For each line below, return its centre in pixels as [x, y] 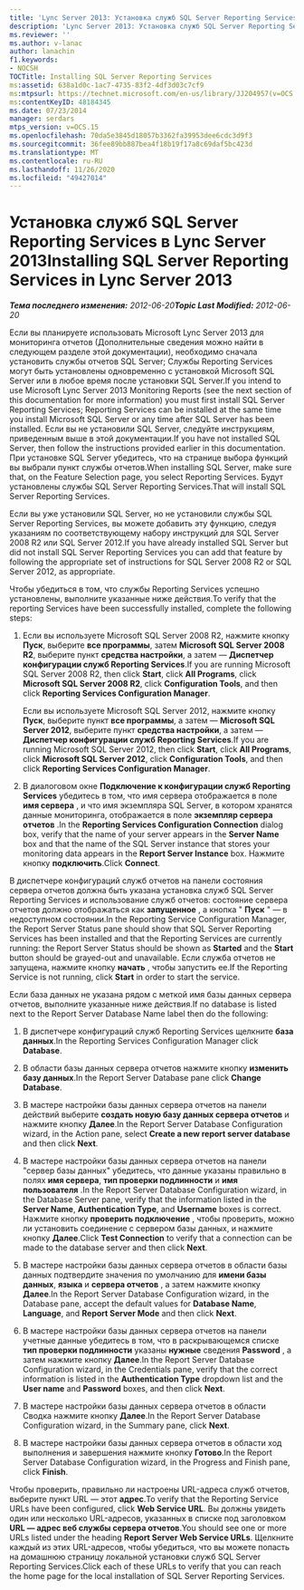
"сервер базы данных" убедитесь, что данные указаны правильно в [154, 1171]
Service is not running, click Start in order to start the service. [125, 977]
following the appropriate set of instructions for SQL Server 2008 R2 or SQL [151, 562]
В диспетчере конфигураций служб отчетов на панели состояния [137, 881]
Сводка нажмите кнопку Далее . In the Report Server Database [141, 1416]
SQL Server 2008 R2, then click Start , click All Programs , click [139, 674]
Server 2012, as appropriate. [62, 572]
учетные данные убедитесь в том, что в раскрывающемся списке [151, 1341]
